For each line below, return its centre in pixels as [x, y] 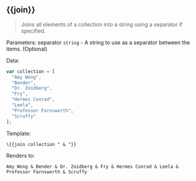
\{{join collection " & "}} [41, 144]
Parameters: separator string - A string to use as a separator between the [98, 42]
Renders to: [20, 156]
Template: [19, 133]
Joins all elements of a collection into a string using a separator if [102, 24]
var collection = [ [31, 72]
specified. [33, 31]
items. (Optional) [27, 49]
